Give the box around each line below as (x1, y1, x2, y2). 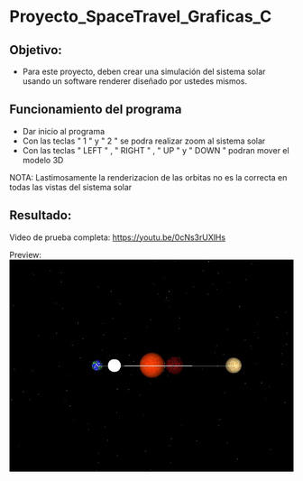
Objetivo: (9, 42, 63, 58)
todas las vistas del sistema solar (9, 181, 133, 192)
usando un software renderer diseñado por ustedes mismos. (22, 76, 248, 87)
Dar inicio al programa (22, 125, 106, 136)
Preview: (9, 249, 42, 260)
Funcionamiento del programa (9, 102, 182, 117)
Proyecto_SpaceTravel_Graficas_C (9, 6, 272, 27)
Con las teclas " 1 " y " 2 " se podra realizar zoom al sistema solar (22, 135, 266, 146)
